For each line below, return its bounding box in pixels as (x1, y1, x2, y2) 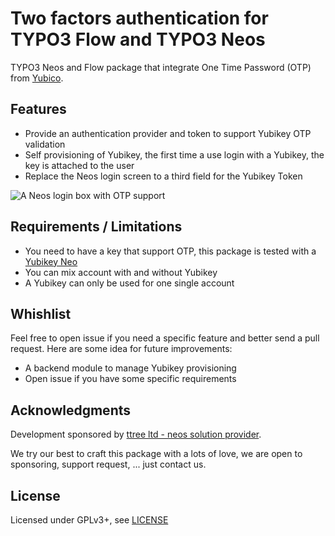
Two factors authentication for (10, 7, 269, 30)
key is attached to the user (24, 159, 135, 171)
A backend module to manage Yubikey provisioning (24, 362, 237, 374)
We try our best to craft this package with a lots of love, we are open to (10, 448, 303, 460)
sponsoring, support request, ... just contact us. (10, 458, 207, 471)
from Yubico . (10, 72, 64, 84)
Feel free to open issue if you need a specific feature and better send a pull (10, 332, 320, 344)
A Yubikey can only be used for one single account (24, 277, 235, 289)
